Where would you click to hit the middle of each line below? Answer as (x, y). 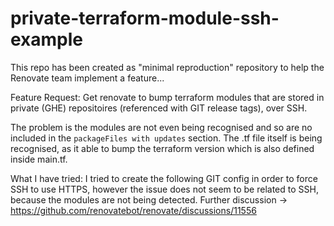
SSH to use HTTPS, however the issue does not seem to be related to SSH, (164, 189)
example (47, 39)
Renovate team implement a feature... (87, 78)
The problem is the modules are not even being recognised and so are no (161, 127)
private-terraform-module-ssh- (145, 18)
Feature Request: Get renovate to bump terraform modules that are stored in (167, 97)
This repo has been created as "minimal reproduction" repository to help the (167, 67)
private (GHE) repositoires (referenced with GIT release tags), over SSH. (159, 108)
